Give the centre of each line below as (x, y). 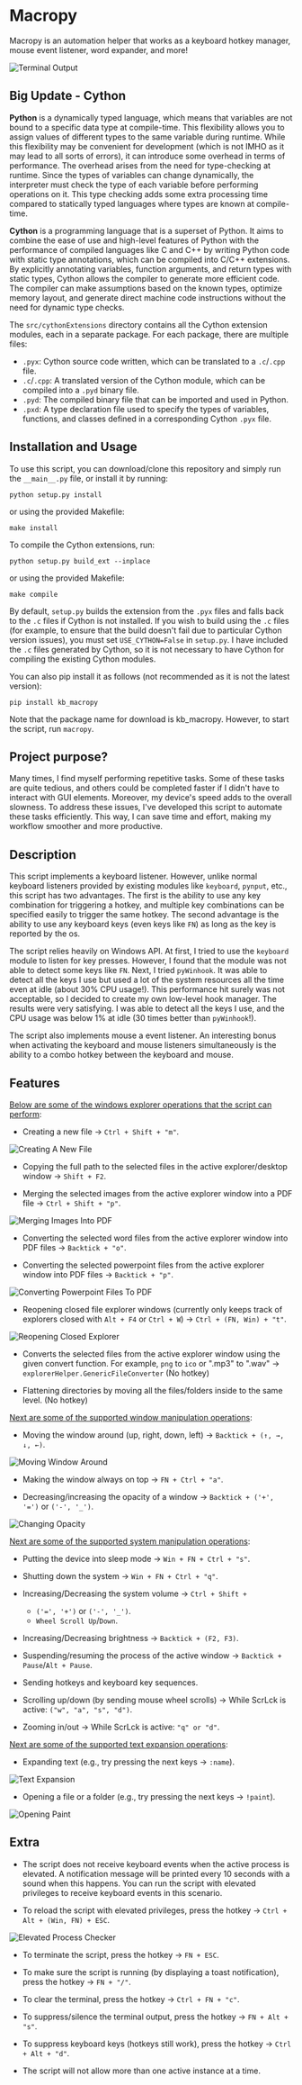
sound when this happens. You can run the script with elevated (139, 1883)
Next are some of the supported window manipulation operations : (131, 1417)
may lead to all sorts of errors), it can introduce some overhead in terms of (147, 156)
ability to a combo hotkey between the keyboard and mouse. (121, 1055)
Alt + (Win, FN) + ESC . (66, 1919)
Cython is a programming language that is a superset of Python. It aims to (147, 230)
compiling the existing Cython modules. (83, 659)
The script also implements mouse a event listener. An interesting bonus (143, 1035)
